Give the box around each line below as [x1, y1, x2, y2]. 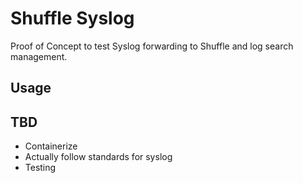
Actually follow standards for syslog [24, 151, 173, 163]
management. [10, 50, 68, 62]
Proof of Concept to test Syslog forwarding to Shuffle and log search [10, 40, 294, 52]
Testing [24, 162, 57, 174]
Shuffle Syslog [10, 7, 135, 30]
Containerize [24, 140, 78, 152]
